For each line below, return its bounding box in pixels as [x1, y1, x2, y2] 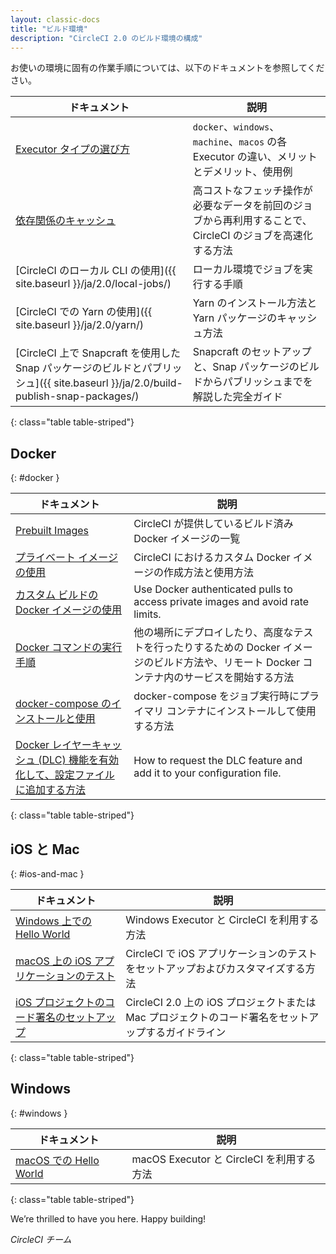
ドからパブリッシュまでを [192, 375, 313, 389]
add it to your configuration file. [133, 766, 282, 780]
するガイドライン [145, 1026, 227, 1039]
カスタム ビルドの [15, 588, 99, 602]
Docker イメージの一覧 [133, 532, 241, 546]
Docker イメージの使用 [15, 603, 123, 617]
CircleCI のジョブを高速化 [192, 229, 313, 243]
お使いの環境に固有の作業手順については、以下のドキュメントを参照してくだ [10, 62, 325, 74]
